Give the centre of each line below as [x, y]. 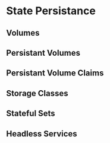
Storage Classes [37, 93]
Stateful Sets [31, 114]
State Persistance [51, 11]
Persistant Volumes [43, 53]
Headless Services [42, 134]
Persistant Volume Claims [55, 73]
